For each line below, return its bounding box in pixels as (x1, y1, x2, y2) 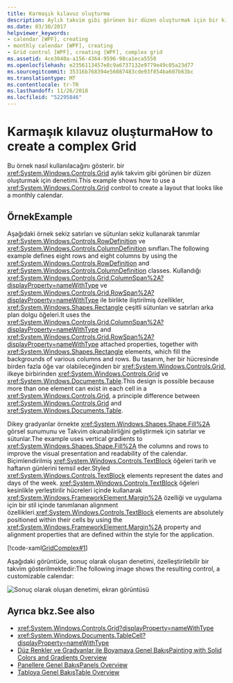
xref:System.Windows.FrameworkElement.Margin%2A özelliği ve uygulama (7, 493, 222, 501)
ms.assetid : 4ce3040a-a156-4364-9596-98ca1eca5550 (7, 55, 157, 62)
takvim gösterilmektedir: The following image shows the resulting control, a (7, 564, 221, 573)
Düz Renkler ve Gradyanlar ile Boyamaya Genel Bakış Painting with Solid (17, 646, 222, 654)
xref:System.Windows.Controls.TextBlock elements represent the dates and (7, 471, 223, 479)
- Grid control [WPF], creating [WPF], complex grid (7, 49, 163, 56)
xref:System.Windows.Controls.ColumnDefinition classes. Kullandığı (7, 266, 201, 275)
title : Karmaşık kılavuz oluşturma (7, 10, 110, 17)
